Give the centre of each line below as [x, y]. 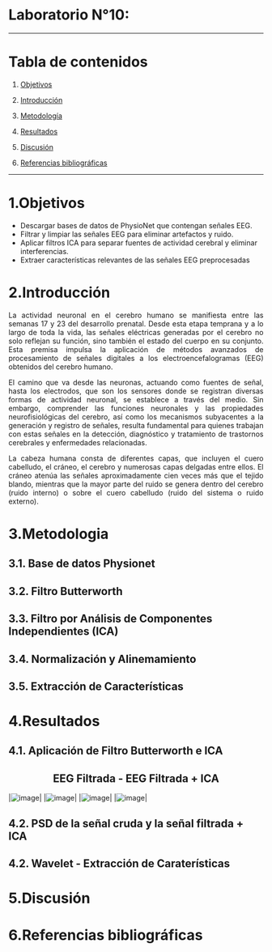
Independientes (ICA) [64, 632]
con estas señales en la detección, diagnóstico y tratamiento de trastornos [136, 434]
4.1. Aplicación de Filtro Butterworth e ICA [116, 751]
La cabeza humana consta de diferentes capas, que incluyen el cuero [136, 458]
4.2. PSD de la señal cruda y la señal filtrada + [126, 823]
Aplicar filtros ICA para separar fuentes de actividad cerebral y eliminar [138, 242]
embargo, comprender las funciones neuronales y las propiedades [136, 408]
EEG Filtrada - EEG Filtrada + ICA [136, 778]
